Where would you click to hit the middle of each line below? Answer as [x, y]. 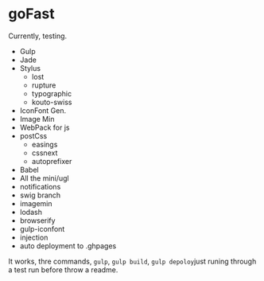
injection [34, 237]
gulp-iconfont [42, 228]
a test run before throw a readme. [63, 269]
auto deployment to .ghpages [68, 246]
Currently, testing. [38, 36]
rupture [44, 85]
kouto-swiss [52, 102]
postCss [33, 135]
